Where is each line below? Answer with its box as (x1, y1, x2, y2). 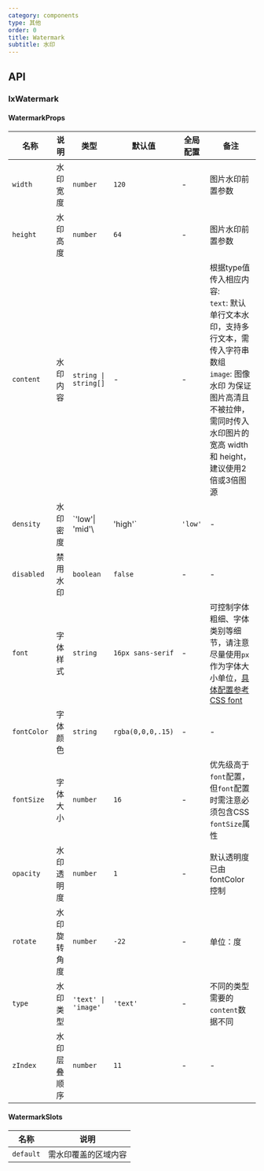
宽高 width (209, 439, 249, 450)
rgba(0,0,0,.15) (113, 727, 174, 736)
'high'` (113, 518, 137, 529)
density (12, 519, 41, 528)
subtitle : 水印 (8, 41, 56, 49)
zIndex (12, 1061, 37, 1069)
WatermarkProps (8, 113, 65, 123)
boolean (72, 569, 101, 579)
